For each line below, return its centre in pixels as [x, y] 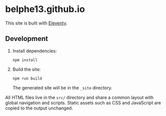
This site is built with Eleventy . [36, 23]
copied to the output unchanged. [39, 108]
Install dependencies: [35, 50]
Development [27, 39]
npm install [25, 60]
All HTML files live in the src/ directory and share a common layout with [79, 97]
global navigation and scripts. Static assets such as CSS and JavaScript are [83, 102]
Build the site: [27, 69]
